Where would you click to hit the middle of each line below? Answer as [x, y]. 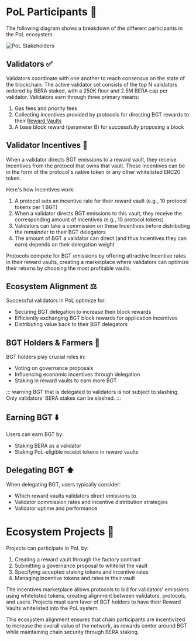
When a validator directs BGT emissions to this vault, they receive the [98, 213]
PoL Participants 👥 [51, 12]
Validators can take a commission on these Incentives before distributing [102, 225]
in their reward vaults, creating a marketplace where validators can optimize [97, 262]
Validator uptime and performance [56, 508]
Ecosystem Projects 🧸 [60, 532]
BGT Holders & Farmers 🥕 [53, 343]
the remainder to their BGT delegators [60, 232]
